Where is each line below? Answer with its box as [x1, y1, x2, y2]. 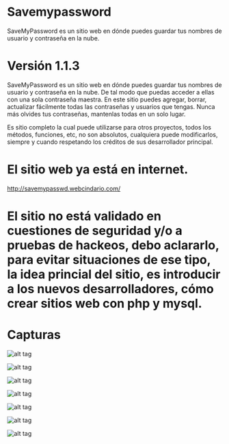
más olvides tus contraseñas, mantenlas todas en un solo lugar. [7, 110, 186, 118]
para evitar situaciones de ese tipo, [7, 252, 211, 267]
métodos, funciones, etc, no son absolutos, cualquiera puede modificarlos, [7, 130, 218, 138]
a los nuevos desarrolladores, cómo [7, 282, 214, 297]
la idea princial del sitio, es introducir [7, 267, 221, 282]
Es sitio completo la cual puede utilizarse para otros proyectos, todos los [7, 123, 212, 131]
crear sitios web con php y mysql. [7, 296, 203, 311]
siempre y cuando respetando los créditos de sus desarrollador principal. [7, 138, 213, 146]
